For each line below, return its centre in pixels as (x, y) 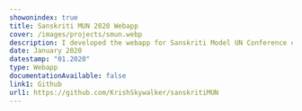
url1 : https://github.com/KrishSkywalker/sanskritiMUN (114, 92)
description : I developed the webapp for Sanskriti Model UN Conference (148, 43)
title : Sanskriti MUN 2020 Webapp (74, 26)
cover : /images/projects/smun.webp (76, 34)
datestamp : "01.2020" (50, 59)
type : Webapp (34, 68)
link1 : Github (36, 84)
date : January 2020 (46, 51)
